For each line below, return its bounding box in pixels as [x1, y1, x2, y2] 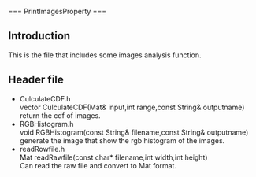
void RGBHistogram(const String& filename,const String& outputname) [19, 127, 249, 137]
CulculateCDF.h [19, 94, 71, 103]
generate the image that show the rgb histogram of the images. [19, 135, 225, 145]
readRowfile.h [19, 144, 65, 153]
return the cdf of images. [19, 110, 101, 120]
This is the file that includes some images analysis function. [8, 50, 202, 60]
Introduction [8, 29, 71, 42]
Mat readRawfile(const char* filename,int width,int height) [19, 153, 208, 162]
